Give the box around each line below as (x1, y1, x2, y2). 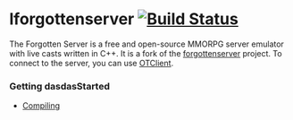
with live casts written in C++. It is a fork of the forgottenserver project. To (9, 47, 283, 58)
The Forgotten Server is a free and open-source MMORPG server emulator (9, 39, 284, 49)
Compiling (21, 100, 61, 111)
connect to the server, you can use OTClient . (9, 57, 174, 68)
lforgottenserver (9, 9, 135, 30)
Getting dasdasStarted (9, 80, 110, 92)
